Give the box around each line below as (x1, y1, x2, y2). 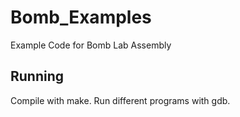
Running (10, 68, 65, 85)
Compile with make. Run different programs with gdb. (10, 94, 231, 106)
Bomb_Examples (10, 6, 152, 29)
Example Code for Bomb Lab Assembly (10, 39, 172, 51)
